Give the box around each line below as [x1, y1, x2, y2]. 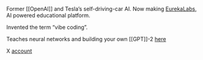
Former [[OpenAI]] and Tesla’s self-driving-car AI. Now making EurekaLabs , [6, 6, 197, 12]
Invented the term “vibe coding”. [6, 24, 88, 31]
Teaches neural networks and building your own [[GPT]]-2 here [6, 36, 166, 42]
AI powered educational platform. [6, 12, 90, 19]
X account [6, 47, 32, 54]
